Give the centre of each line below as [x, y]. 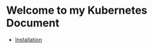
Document [33, 23]
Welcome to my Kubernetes [77, 10]
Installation [28, 39]
